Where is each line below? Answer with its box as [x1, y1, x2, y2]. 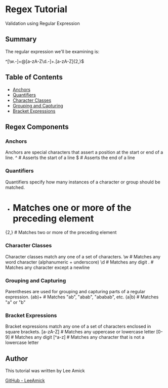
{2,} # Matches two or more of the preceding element [5, 229, 117, 236]
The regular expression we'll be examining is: [5, 48, 100, 54]
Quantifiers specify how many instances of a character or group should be [5, 179, 160, 185]
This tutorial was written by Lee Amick [5, 368, 85, 374]
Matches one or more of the [12, 202, 132, 213]
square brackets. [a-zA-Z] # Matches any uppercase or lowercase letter [5, 329, 155, 335]
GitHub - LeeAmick [5, 377, 45, 383]
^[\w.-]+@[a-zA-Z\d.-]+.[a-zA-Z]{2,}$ [5, 58, 85, 64]
